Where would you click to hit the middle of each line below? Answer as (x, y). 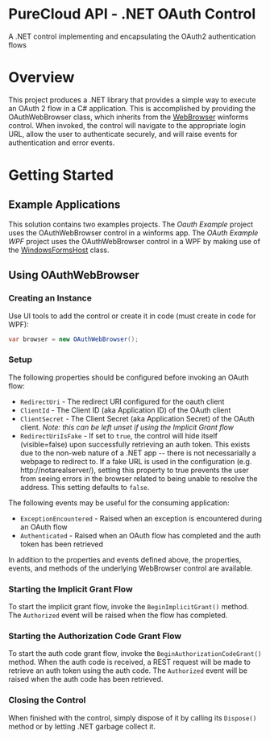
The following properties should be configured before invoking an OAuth (129, 377)
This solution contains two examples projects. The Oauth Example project (131, 224)
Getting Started (61, 175)
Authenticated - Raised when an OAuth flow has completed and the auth (140, 535)
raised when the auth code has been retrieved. (86, 679)
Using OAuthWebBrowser (74, 275)
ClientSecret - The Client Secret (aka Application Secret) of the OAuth (137, 418)
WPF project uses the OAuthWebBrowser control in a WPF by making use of (134, 241)
